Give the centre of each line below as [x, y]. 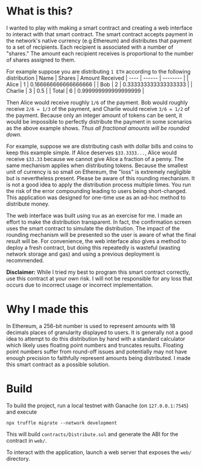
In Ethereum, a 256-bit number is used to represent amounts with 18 [91, 326]
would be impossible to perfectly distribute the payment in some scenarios [99, 121]
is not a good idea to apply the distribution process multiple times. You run [99, 185]
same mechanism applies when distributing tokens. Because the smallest [97, 165]
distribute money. [28, 204]
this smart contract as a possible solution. [58, 364]
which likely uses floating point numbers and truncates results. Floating [95, 345]
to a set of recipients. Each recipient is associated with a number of [90, 47]
